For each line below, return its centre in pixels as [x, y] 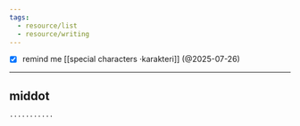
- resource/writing [54, 34]
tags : [19, 17]
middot [29, 95]
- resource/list [47, 26]
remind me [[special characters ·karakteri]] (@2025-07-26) [131, 59]
